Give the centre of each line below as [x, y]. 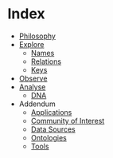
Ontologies [49, 137]
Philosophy [37, 36]
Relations [46, 61]
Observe [33, 78]
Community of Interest [68, 120]
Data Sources [53, 129]
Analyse [32, 87]
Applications [51, 112]
